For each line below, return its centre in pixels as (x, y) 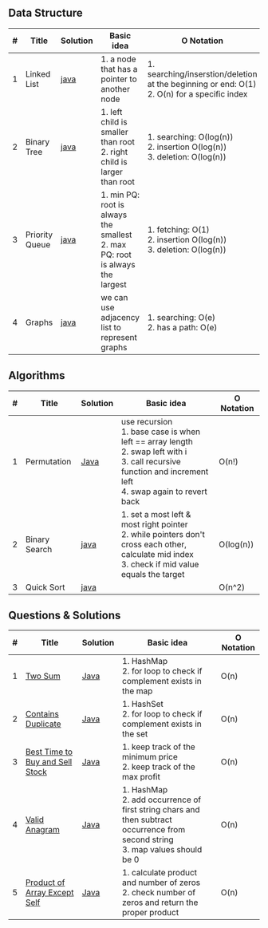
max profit (142, 777)
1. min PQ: (120, 195)
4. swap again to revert (164, 492)
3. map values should (162, 850)
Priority (39, 235)
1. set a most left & (156, 514)
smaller (115, 132)
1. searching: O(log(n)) (190, 136)
